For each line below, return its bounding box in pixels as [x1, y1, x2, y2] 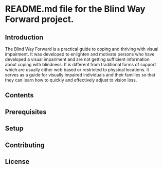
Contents [5, 91, 34, 99]
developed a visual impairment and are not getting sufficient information [5, 56, 150, 62]
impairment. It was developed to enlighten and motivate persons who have [5, 51, 155, 57]
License [5, 157, 30, 166]
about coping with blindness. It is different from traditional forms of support [5, 62, 156, 67]
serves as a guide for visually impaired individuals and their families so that [5, 72, 156, 77]
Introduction [5, 33, 44, 41]
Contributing [5, 141, 45, 149]
